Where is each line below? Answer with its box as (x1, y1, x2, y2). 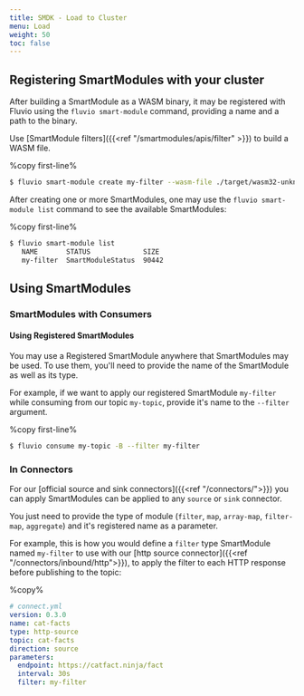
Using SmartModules (9, 280, 131, 295)
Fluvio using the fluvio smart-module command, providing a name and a (9, 106, 280, 117)
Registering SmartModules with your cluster (9, 72, 265, 87)
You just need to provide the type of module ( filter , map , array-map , (9, 511, 263, 522)
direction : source (9, 644, 79, 653)
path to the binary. (9, 115, 78, 127)
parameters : (9, 652, 54, 662)
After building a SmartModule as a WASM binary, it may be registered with (9, 96, 286, 107)
